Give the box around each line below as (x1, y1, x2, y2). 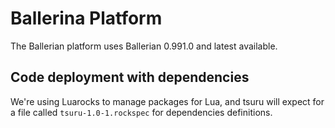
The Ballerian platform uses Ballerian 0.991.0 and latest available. (10, 40, 278, 52)
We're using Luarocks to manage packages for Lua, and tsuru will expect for (10, 95, 325, 107)
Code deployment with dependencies (10, 69, 250, 86)
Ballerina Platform (10, 7, 163, 30)
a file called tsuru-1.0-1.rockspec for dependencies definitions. (10, 106, 273, 118)
